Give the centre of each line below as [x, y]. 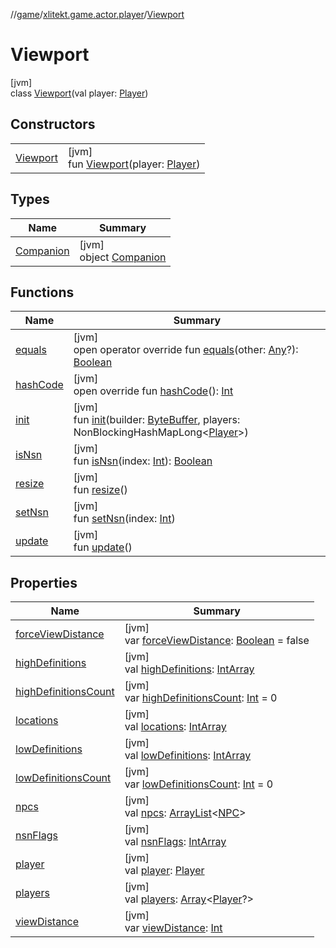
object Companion [123, 257]
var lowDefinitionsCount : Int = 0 [199, 784]
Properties [44, 582]
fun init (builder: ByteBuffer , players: [157, 420]
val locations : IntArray [175, 727]
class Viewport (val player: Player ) [79, 93]
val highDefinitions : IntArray [189, 669]
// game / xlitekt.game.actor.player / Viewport [97, 14]
